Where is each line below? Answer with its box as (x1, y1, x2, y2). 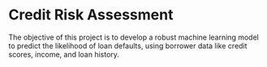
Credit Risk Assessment (8, 6, 174, 24)
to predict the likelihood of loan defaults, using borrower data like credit (8, 40, 248, 50)
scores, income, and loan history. (8, 49, 120, 59)
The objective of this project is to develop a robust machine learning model (8, 32, 260, 42)
